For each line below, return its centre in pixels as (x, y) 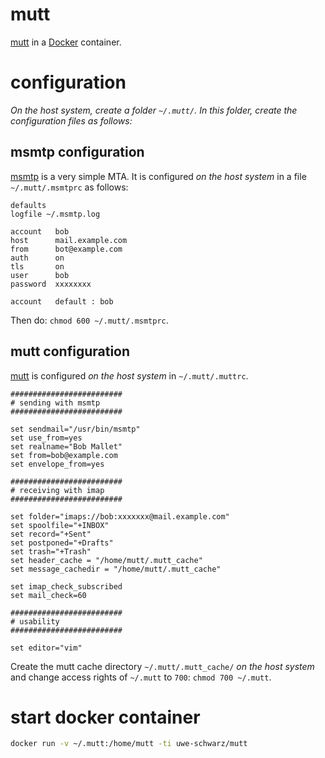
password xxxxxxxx (51, 284)
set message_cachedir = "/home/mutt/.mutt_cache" (116, 569)
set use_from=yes (46, 438)
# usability (35, 621)
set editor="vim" (46, 648)
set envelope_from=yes (57, 464)
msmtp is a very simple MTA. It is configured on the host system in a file (158, 176)
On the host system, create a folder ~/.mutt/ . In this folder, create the (154, 110)
